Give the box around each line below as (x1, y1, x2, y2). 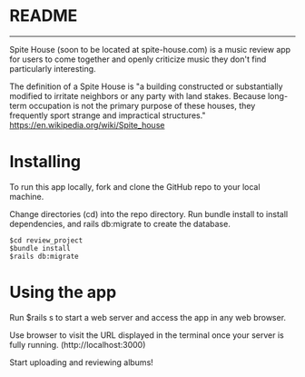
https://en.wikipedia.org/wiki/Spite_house (9, 119, 165, 130)
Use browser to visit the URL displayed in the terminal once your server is (9, 329, 284, 341)
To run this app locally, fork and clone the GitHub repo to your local (9, 181, 261, 192)
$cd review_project (9, 235, 84, 245)
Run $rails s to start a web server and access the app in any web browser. (9, 312, 287, 322)
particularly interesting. (9, 63, 97, 74)
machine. (9, 191, 44, 202)
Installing (9, 152, 82, 173)
